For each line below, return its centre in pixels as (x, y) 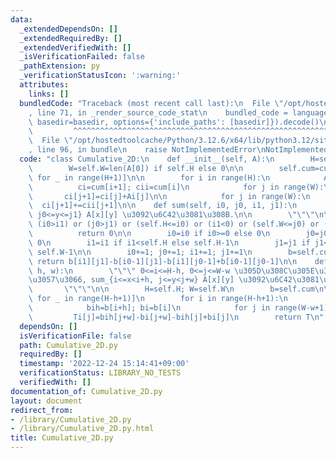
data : (21, 19)
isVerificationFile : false (75, 336)
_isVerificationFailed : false (82, 57)
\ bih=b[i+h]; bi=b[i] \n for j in (149, 308)
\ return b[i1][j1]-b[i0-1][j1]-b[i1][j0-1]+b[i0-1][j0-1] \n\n (163, 261)
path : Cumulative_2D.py (68, 345)
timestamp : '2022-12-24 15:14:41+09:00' (104, 364)
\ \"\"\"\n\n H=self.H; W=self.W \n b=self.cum (171, 289)
